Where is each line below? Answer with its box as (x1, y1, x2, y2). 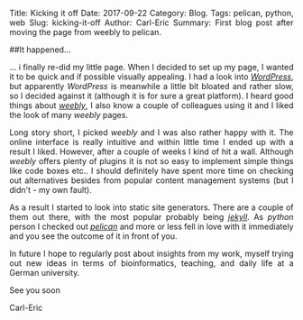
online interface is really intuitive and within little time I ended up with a (9, 137, 294, 147)
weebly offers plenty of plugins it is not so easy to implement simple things (9, 156, 294, 166)
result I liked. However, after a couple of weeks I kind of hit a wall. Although (9, 146, 294, 157)
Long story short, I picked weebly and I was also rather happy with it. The (9, 127, 294, 138)
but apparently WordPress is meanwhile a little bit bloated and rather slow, (9, 81, 294, 91)
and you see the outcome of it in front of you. (9, 231, 178, 242)
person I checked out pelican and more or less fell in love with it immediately (9, 221, 294, 232)
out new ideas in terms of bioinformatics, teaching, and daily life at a (9, 258, 294, 269)
